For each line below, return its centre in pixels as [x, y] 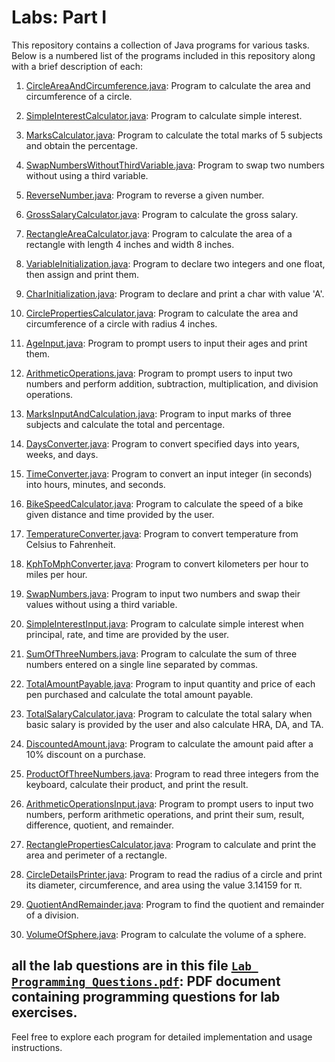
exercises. [44, 1012]
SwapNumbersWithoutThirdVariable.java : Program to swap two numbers [175, 165]
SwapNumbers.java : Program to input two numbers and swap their [163, 593]
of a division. [52, 915]
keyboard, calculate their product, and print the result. [137, 784]
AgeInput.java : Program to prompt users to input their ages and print [166, 343]
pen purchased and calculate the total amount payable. [139, 694]
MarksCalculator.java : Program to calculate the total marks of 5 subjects [174, 135]
